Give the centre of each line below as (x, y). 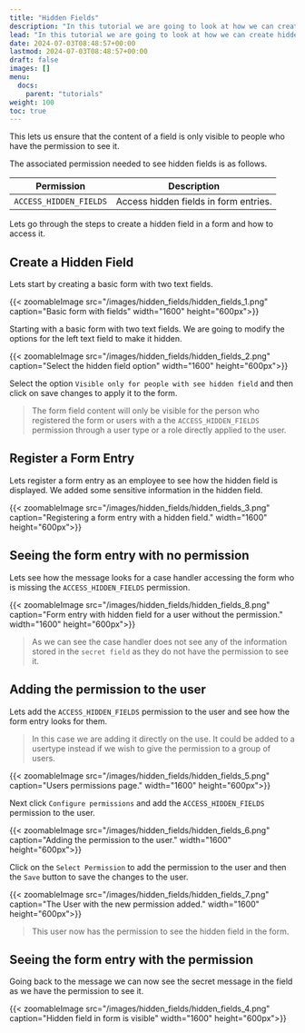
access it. (27, 233)
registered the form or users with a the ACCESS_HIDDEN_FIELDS (146, 421)
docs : (28, 85)
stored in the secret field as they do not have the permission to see (160, 651)
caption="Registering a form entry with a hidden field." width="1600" (138, 517)
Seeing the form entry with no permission (129, 556)
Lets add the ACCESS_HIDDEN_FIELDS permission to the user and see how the (150, 711)
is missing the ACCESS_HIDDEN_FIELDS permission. (100, 587)
